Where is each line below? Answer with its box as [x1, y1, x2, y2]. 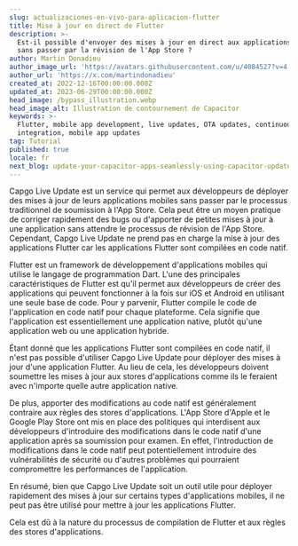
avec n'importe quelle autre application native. [9, 381, 179, 392]
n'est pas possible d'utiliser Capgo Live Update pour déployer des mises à [9, 352, 281, 363]
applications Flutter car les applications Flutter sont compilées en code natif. [9, 242, 288, 253]
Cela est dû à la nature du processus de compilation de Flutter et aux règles [9, 517, 286, 528]
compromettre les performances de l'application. [9, 463, 188, 475]
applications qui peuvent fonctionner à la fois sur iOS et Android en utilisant [9, 288, 285, 298]
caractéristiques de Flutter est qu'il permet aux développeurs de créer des [9, 279, 281, 289]
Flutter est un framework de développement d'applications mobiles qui [9, 259, 268, 271]
